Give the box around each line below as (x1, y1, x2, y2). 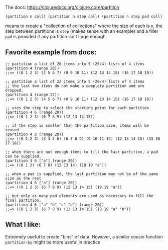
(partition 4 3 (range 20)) (5, 132, 64, 137)
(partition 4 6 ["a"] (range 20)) (5, 180, 78, 185)
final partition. (5, 198, 42, 203)
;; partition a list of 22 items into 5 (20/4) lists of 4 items (5, 79, 144, 84)
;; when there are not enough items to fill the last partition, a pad (5, 149, 158, 154)
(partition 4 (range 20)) (5, 65, 59, 71)
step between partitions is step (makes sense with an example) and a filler (5, 28, 159, 34)
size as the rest (5, 176, 42, 181)
